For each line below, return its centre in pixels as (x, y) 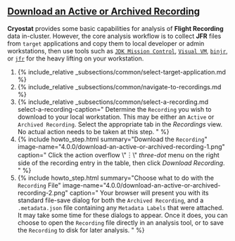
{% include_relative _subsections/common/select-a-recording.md (113, 102)
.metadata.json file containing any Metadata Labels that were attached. (120, 207)
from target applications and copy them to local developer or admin (106, 43)
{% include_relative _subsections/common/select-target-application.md (122, 72)
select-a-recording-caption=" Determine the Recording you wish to (114, 109)
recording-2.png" (43, 193)
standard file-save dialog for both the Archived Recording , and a (110, 200)
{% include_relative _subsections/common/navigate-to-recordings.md (119, 86)
